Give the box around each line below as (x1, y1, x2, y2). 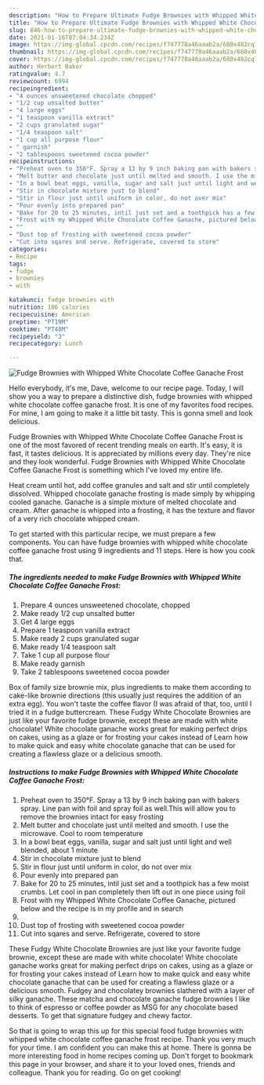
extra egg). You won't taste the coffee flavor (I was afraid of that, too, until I (9, 699, 252, 709)
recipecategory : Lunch (9, 339, 83, 348)
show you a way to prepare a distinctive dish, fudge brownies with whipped (9, 392, 253, 401)
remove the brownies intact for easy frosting (20, 812, 164, 822)
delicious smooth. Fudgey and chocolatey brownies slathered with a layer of (9, 986, 255, 995)
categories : (9, 245, 48, 253)
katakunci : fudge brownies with (9, 296, 114, 304)
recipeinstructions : (9, 158, 77, 166)
